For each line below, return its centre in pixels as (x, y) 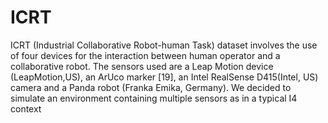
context (26, 108)
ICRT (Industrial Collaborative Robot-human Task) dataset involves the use (164, 45)
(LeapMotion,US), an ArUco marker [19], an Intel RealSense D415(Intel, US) (164, 77)
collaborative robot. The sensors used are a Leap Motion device (142, 66)
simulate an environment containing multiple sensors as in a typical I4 (154, 98)
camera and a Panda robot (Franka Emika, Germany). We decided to (151, 87)
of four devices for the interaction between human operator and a (145, 55)
